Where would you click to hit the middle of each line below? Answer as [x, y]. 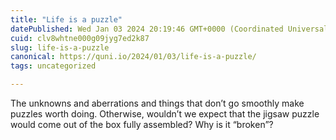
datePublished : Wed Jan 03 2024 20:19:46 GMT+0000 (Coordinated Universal [169, 29]
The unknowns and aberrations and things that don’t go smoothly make [157, 103]
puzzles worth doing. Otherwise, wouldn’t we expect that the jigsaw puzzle [165, 114]
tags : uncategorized [53, 66]
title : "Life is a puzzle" [66, 19]
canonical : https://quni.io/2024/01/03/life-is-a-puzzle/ [133, 57]
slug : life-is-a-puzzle [60, 47]
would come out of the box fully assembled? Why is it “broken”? [142, 124]
